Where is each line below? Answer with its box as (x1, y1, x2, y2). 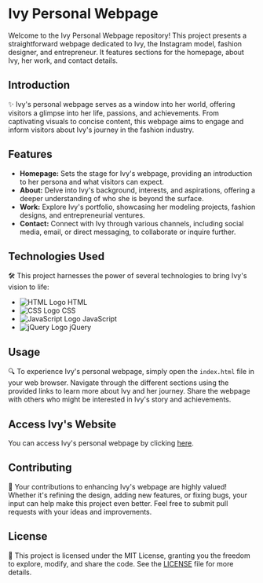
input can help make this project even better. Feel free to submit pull (8, 498, 228, 508)
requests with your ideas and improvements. (8, 507, 152, 516)
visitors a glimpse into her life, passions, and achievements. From (8, 108, 220, 118)
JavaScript (82, 314, 118, 324)
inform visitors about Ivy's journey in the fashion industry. (8, 125, 195, 134)
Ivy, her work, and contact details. (8, 56, 119, 65)
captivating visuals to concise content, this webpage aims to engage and (8, 116, 244, 126)
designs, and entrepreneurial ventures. (19, 210, 145, 220)
